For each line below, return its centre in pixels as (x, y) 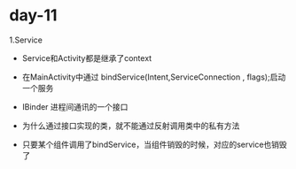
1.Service (26, 40)
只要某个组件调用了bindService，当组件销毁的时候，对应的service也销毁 (155, 144)
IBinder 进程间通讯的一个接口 (75, 106)
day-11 (33, 15)
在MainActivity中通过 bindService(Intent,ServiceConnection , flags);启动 (154, 77)
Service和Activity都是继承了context (87, 58)
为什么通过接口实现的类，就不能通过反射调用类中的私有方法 (131, 126)
